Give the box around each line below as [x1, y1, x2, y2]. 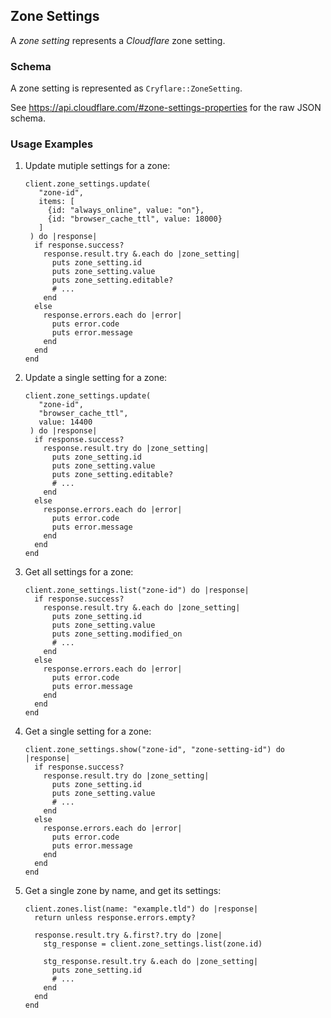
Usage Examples [10, 137, 94, 151]
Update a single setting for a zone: [24, 372, 168, 384]
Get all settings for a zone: [24, 566, 134, 578]
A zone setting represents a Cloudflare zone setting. [10, 34, 226, 46]
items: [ [38, 197, 75, 207]
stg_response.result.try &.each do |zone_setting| [43, 957, 259, 967]
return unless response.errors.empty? [34, 913, 196, 923]
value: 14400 [38, 417, 93, 428]
